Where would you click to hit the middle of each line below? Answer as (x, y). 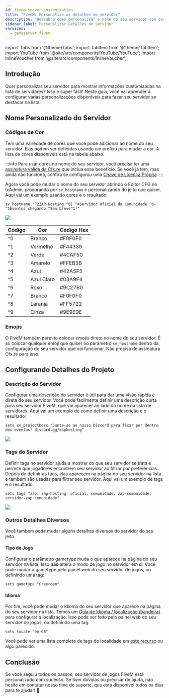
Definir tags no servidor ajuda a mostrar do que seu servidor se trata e (78, 463)
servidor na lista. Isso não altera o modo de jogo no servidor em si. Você (80, 564)
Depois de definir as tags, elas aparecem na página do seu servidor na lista (83, 474)
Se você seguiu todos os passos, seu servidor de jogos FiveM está (75, 674)
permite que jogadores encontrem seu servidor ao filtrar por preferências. (82, 468)
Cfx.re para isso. (22, 354)
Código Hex (74, 230)
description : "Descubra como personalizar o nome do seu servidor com (81, 19)
